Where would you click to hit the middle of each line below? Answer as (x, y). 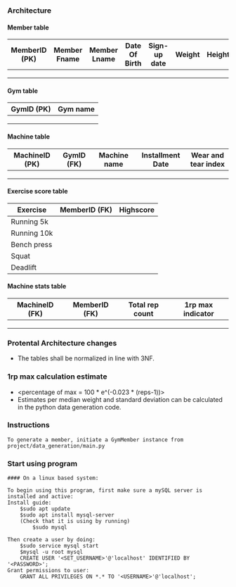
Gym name (76, 109)
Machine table (29, 137)
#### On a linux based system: (53, 478)
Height (218, 55)
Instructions (29, 425)
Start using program (42, 463)
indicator (198, 313)
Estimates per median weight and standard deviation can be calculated (120, 399)
